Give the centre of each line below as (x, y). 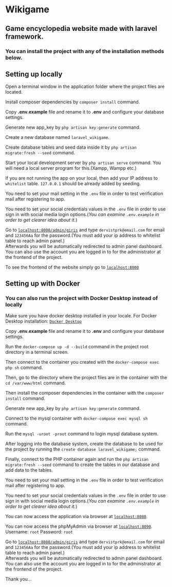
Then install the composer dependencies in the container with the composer (85, 393)
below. (14, 58)
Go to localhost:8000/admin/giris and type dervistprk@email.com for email (85, 230)
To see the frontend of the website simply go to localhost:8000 (72, 267)
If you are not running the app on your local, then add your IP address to (82, 178)
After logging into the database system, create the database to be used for (84, 444)
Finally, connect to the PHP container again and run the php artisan (77, 459)
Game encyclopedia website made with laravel (81, 29)
